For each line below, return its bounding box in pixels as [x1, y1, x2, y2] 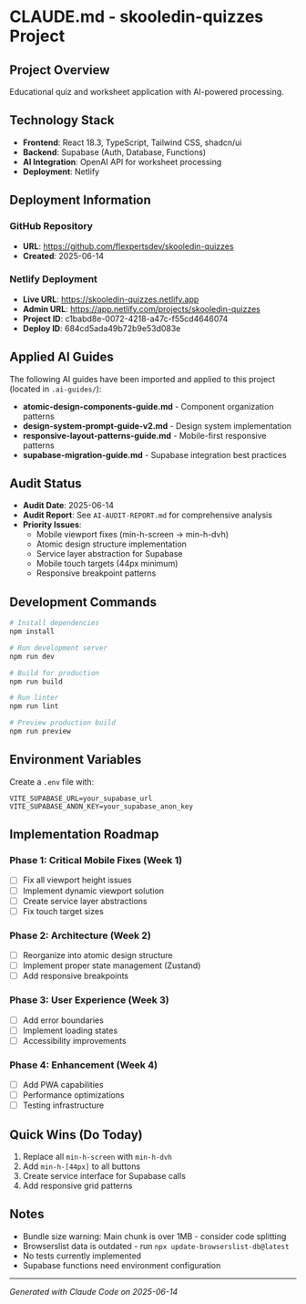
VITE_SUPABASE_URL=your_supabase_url [9, 794, 153, 803]
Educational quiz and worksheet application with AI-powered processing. [9, 87, 284, 97]
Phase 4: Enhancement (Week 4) [9, 1059, 158, 1071]
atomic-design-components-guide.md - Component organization [22, 401, 274, 412]
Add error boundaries [22, 1015, 105, 1026]
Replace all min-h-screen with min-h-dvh [22, 1152, 173, 1162]
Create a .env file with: [9, 776, 95, 787]
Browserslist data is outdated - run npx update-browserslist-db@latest [22, 1240, 290, 1251]
